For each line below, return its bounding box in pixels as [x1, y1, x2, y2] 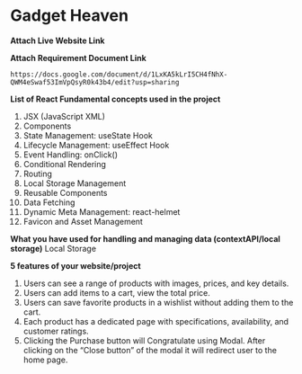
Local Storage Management [22, 177, 127, 189]
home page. [22, 354, 68, 365]
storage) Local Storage [10, 243, 97, 254]
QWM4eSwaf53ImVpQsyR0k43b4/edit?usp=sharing [10, 77, 180, 86]
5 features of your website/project [10, 260, 142, 271]
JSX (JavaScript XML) [22, 111, 106, 121]
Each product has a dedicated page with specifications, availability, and [22, 316, 289, 326]
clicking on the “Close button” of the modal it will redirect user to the [22, 344, 278, 355]
